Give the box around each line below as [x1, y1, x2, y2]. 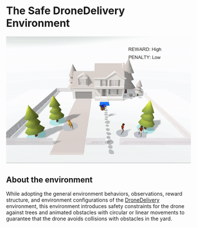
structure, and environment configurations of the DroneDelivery [6, 196, 160, 203]
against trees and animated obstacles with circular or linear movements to [6, 209, 185, 216]
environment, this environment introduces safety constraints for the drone [6, 203, 185, 210]
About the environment [6, 175, 93, 185]
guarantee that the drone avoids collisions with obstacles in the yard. [6, 215, 172, 222]
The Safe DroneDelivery [6, 4, 125, 18]
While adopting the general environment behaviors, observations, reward [6, 190, 183, 198]
